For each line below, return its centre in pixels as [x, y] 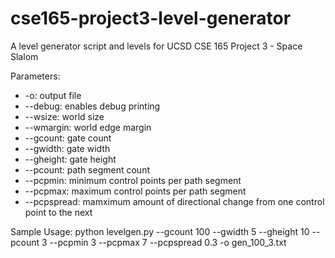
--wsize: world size [64, 116]
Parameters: [35, 76]
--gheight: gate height [70, 159]
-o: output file [53, 95]
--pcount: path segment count [87, 169]
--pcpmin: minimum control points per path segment [133, 180]
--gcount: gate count [68, 138]
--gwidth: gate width [67, 148]
